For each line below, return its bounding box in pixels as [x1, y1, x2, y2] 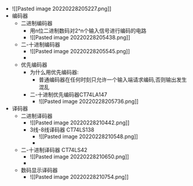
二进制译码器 [20, 112, 53, 119]
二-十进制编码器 [20, 41, 61, 48]
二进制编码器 [20, 20, 53, 26]
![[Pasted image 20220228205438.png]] [29, 34, 130, 41]
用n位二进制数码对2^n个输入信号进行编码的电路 [29, 27, 147, 34]
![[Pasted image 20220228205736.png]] [38, 98, 139, 105]
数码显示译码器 [20, 167, 58, 173]
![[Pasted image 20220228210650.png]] [29, 153, 130, 160]
